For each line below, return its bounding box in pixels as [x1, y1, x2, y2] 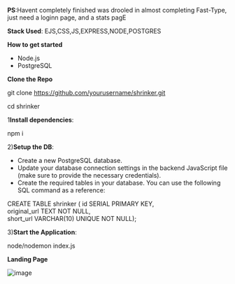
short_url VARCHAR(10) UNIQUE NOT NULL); [7, 215, 137, 222]
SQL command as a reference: [17, 186, 106, 194]
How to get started [7, 41, 63, 48]
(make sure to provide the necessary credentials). [17, 171, 162, 179]
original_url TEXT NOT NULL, [7, 207, 91, 215]
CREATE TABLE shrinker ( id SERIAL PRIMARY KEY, [7, 199, 155, 208]
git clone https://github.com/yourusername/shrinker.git [7, 89, 166, 97]
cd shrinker [7, 102, 41, 111]
